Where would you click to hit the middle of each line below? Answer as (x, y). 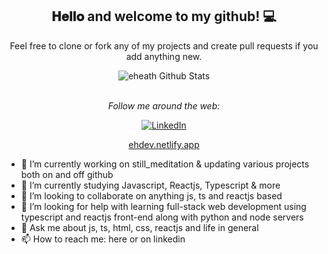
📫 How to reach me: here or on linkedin (103, 239)
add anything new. (164, 56)
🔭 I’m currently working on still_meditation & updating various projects (165, 164)
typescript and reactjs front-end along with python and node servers (162, 217)
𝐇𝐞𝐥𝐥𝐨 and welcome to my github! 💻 (164, 16)
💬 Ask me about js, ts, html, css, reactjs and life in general (139, 227)
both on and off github (67, 174)
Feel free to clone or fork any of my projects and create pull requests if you (164, 45)
